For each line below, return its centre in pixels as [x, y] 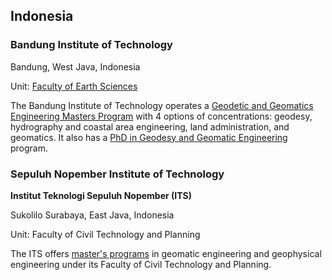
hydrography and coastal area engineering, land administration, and [150, 126]
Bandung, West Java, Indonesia [75, 66]
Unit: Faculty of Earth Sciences [74, 86]
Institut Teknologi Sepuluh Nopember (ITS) [101, 195]
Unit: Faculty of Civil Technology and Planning [105, 234]
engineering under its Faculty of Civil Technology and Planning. [141, 264]
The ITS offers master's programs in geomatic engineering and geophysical [166, 253]
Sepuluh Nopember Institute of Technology [117, 174]
